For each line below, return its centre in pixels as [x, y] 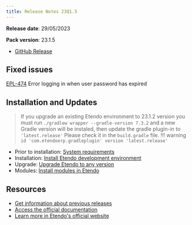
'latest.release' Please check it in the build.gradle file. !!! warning [103, 135]
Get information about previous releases [63, 203]
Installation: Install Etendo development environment [78, 158]
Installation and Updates [52, 102]
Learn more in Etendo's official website [62, 216]
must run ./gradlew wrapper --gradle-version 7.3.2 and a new [98, 123]
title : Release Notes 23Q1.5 [42, 11]
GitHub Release [33, 51]
